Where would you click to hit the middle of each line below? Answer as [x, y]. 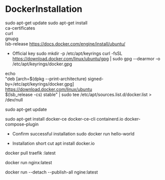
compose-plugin [22, 124]
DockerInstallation [44, 9]
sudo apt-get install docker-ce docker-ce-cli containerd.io [64, 119]
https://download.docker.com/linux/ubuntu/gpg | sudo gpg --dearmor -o [86, 58]
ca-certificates [20, 28]
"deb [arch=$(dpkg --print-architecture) [46, 79]
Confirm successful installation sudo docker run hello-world [73, 134]
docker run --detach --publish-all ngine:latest [52, 172]
